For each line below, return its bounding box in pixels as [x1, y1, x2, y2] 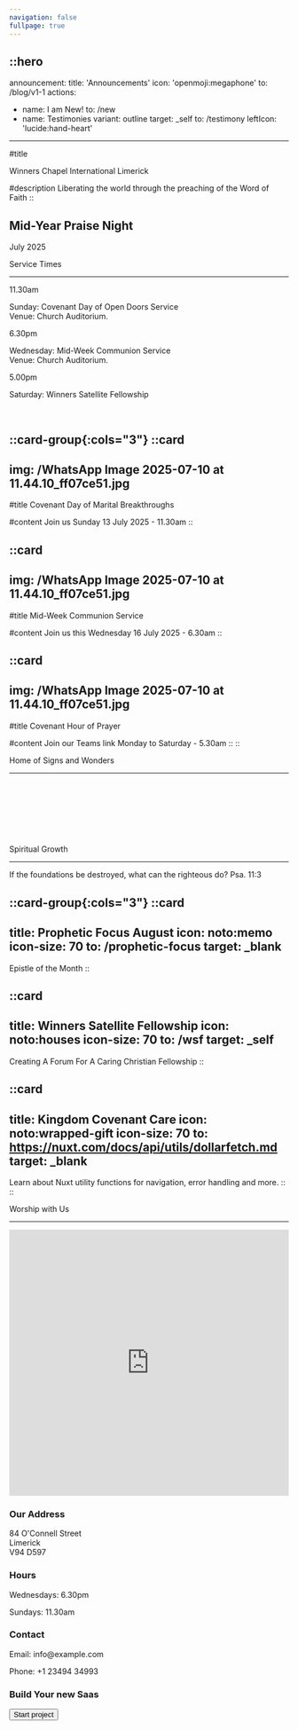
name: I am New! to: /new [21, 104, 116, 115]
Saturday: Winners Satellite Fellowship [9, 389, 149, 400]
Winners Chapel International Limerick [9, 166, 149, 177]
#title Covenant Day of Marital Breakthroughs [9, 499, 175, 510]
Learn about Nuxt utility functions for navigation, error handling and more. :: [9, 1176, 286, 1187]
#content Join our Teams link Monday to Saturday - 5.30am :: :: [9, 737, 240, 748]
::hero [9, 54, 43, 69]
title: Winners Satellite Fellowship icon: [9, 1018, 230, 1034]
